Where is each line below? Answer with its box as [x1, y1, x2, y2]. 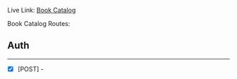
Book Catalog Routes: [7, 20, 71, 27]
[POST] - [17, 64, 44, 73]
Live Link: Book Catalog [7, 6, 76, 14]
